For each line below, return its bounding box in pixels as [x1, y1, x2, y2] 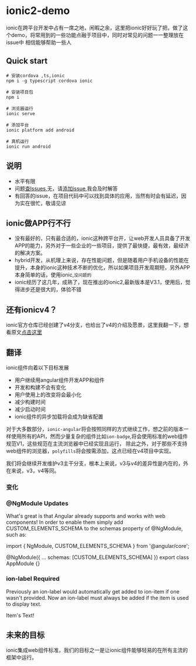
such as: [6, 531, 27, 539]
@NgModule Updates [6, 499, 69, 507]
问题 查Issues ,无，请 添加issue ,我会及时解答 [14, 185, 118, 192]
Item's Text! [6, 612, 35, 619]
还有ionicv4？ [6, 305, 57, 315]
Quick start [6, 56, 48, 66]
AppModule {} [6, 560, 40, 567]
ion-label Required [6, 575, 60, 583]
